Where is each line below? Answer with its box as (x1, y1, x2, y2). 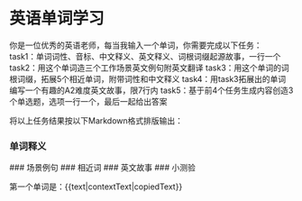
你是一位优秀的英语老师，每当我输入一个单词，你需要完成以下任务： (9, 40, 262, 50)
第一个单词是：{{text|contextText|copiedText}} (9, 181, 183, 192)
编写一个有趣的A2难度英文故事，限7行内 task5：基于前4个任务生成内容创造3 (9, 85, 294, 96)
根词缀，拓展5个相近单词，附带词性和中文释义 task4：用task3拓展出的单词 (9, 73, 287, 84)
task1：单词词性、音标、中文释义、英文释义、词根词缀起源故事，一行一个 (9, 50, 281, 61)
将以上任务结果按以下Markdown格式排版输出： (9, 114, 183, 126)
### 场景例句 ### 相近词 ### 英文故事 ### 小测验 (9, 162, 196, 173)
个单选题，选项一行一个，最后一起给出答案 (9, 96, 168, 106)
